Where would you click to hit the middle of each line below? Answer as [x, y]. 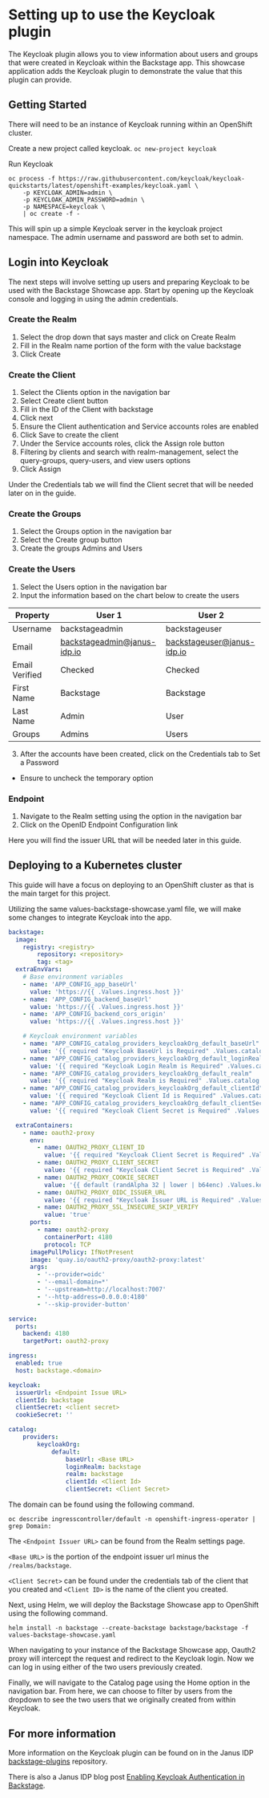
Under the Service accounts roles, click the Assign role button [122, 444]
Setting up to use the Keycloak [112, 15]
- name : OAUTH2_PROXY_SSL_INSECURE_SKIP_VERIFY [118, 1207]
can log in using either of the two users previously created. [105, 1667]
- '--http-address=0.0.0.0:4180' [93, 1297]
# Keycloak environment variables [80, 1036]
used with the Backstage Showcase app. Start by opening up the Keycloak [131, 290]
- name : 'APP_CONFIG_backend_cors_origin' [94, 1014]
